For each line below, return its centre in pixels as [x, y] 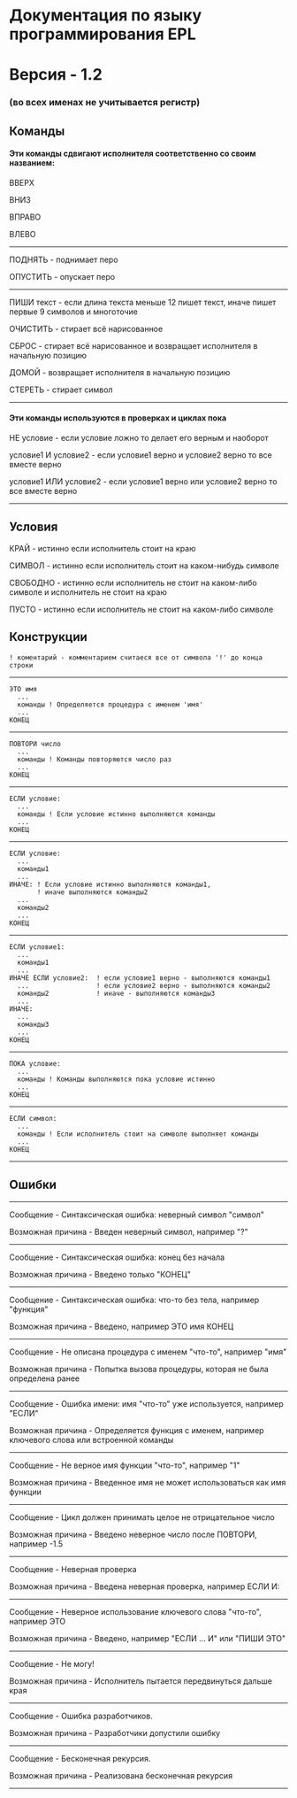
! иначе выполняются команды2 [92, 892]
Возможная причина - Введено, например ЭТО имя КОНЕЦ [122, 1326]
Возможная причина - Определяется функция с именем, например [137, 1430]
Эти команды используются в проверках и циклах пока [118, 418]
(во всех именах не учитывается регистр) [105, 103]
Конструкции [49, 637]
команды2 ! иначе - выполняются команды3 [116, 993]
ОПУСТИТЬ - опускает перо [62, 276]
